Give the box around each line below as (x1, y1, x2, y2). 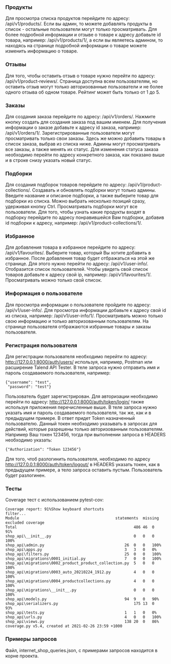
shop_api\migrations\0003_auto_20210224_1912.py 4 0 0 (5, 569, 155, 575)
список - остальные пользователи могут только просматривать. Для (5, 26, 157, 32)
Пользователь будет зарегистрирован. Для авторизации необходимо (5, 393, 158, 399)
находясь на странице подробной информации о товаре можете (5, 43, 147, 49)
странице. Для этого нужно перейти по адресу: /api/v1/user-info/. (5, 261, 148, 267)
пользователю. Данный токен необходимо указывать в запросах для (5, 420, 157, 427)
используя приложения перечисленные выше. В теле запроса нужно (5, 404, 157, 411)
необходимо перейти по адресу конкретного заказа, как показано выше (5, 152, 165, 158)
